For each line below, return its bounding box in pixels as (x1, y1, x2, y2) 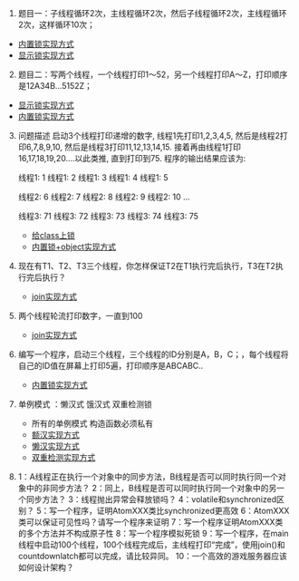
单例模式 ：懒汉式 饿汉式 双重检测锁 (17, 399, 152, 410)
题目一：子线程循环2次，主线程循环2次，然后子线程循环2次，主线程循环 (17, 8, 287, 18)
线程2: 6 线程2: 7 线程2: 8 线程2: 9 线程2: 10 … (17, 191, 190, 202)
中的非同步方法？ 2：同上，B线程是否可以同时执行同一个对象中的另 (25, 483, 277, 493)
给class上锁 (31, 230, 75, 240)
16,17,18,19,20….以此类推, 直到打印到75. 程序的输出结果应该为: (17, 153, 246, 163)
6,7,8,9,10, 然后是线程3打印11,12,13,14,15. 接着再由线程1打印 (25, 141, 242, 152)
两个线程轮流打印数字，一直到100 (17, 311, 143, 321)
